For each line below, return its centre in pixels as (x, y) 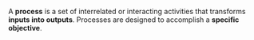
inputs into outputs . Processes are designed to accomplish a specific (124, 20)
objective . (25, 28)
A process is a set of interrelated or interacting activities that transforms (127, 11)
